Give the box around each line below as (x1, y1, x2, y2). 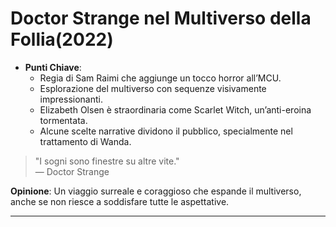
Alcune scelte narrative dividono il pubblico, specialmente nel (39, 125, 293, 137)
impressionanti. (39, 93, 103, 105)
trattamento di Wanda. (39, 135, 132, 147)
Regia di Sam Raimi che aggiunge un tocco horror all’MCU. (39, 72, 282, 84)
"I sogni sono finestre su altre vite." (34, 155, 180, 167)
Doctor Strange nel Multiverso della (10, 7, 312, 30)
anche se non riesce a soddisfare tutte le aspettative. (10, 195, 230, 207)
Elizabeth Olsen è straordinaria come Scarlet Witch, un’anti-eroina (39, 103, 312, 116)
